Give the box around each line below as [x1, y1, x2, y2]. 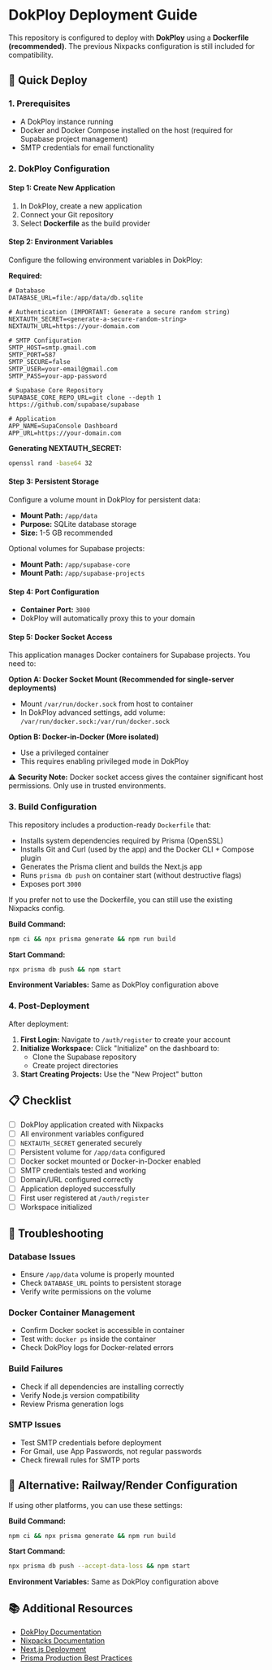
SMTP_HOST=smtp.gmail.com [8, 344, 96, 352]
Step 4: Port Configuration [8, 586, 100, 596]
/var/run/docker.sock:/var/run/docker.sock [19, 718, 171, 726]
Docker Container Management [8, 1307, 136, 1318]
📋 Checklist [8, 1094, 71, 1108]
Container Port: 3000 [19, 605, 91, 615]
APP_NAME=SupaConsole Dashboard [8, 422, 118, 430]
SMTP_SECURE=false [8, 357, 71, 366]
